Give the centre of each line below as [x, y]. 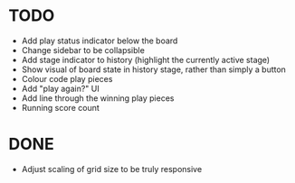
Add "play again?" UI [61, 88]
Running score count [61, 107]
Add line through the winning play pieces [98, 98]
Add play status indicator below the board [100, 41]
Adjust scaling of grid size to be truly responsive [112, 169]
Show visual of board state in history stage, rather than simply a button [154, 69]
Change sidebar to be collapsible [83, 50]
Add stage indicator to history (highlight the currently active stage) [146, 59]
